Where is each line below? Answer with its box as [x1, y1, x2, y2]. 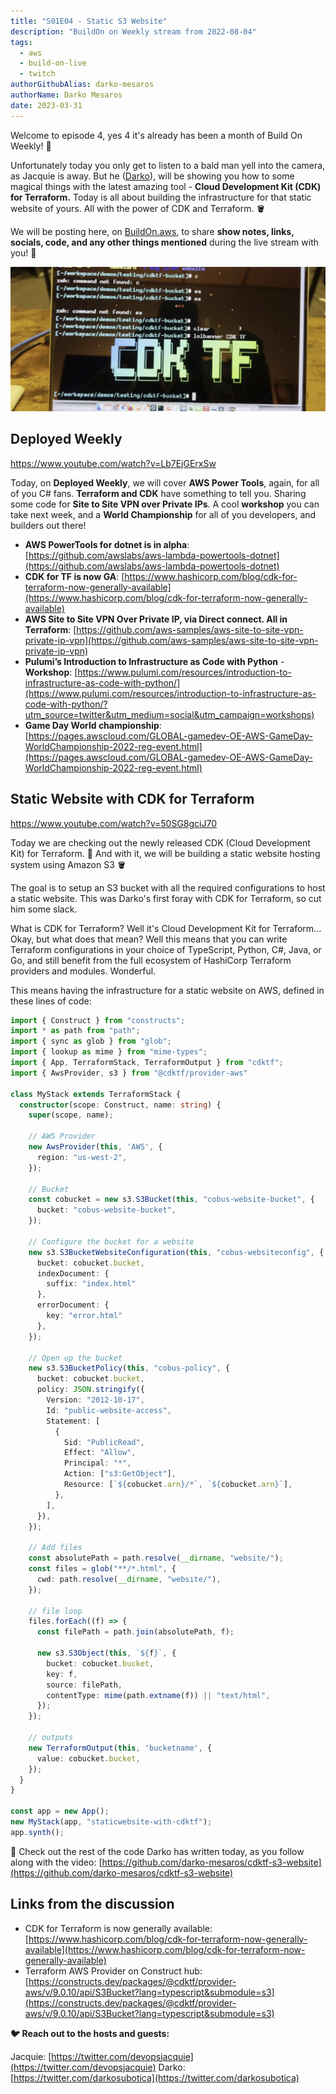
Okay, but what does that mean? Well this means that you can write [10, 933, 288, 945]
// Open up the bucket [28, 1353, 123, 1363]
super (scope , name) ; [28, 1110, 114, 1120]
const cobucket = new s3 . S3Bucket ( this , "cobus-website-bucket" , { [28, 1195, 315, 1205]
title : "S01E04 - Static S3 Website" [10, 16, 168, 26]
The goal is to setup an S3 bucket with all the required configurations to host [10, 881, 326, 894]
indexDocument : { [36, 1268, 110, 1279]
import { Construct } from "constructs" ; [10, 1015, 186, 1025]
